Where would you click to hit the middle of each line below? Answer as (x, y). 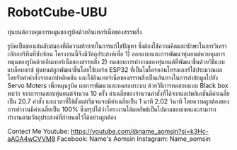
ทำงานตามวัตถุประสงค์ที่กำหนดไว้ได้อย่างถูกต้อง (62, 117)
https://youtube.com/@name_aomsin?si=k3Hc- (139, 131)
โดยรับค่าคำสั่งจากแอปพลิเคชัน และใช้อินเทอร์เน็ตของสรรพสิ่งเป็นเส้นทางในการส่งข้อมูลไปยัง (112, 77)
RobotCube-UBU (57, 12)
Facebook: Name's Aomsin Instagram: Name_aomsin (134, 139)
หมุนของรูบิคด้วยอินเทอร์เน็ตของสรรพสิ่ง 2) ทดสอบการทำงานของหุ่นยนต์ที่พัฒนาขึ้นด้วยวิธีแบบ (116, 61)
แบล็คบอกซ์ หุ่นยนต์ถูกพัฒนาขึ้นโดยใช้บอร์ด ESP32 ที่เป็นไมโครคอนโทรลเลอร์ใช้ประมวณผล (115, 69)
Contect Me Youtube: (38, 131)
